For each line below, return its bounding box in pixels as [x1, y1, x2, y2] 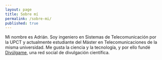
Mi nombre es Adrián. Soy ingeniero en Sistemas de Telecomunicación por [5, 34, 157, 40]
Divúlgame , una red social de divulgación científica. [5, 50, 110, 56]
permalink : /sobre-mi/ [5, 16, 52, 21]
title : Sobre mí [5, 12, 38, 17]
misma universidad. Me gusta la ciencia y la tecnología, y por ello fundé [5, 44, 151, 50]
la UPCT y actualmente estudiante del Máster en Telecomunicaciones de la [5, 40, 158, 45]
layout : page [5, 7, 32, 12]
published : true [5, 20, 38, 26]
